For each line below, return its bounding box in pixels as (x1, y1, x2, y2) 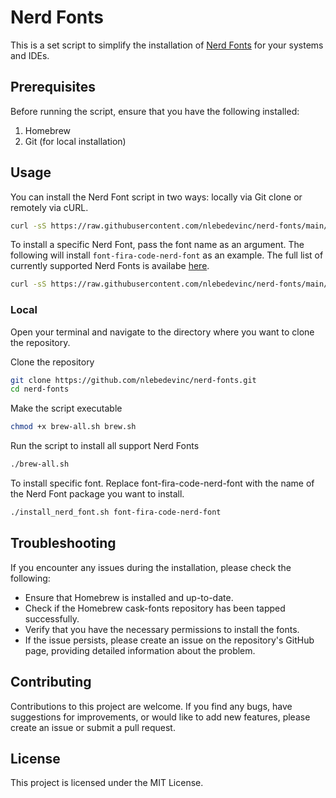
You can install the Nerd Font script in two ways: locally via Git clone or (10, 191, 303, 203)
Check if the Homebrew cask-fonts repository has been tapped (24, 602, 286, 614)
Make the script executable (10, 402, 123, 415)
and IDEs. (10, 49, 50, 61)
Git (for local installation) (24, 135, 127, 147)
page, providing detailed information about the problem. (24, 644, 256, 656)
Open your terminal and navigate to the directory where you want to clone (10, 326, 315, 338)
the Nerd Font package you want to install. (10, 488, 185, 500)
